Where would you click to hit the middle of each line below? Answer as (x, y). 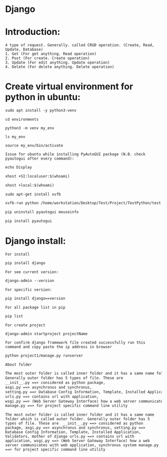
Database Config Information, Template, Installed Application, (73, 432)
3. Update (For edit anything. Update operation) (58, 63)
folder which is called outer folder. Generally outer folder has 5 (78, 419)
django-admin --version (30, 280)
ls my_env (15, 137)
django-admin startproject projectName (46, 334)
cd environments (22, 119)
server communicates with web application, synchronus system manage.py (82, 445)
